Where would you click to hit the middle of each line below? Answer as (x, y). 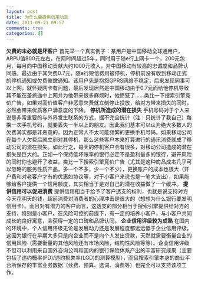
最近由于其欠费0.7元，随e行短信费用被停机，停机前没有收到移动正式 (104, 73)
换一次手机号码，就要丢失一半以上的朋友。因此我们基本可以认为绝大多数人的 (99, 125)
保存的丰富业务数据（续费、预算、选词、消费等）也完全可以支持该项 (99, 265)
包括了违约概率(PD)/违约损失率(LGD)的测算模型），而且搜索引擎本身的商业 (96, 258)
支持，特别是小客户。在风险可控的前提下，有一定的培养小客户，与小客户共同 (99, 214)
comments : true (25, 28)
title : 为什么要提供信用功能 (37, 17)
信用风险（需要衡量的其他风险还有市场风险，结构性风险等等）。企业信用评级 (98, 243)
